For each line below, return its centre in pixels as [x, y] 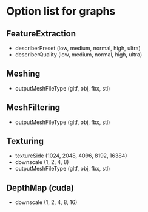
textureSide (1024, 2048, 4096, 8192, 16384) [71, 156]
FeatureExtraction [41, 34]
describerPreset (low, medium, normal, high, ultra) [78, 48]
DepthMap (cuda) [40, 187]
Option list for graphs [61, 11]
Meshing [23, 74]
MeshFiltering [33, 108]
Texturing [25, 141]
